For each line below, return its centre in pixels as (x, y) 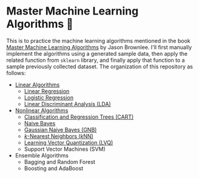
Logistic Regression (49, 97)
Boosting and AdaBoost (54, 168)
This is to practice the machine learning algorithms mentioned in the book (99, 41)
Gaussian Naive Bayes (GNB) (60, 130)
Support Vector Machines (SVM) (65, 149)
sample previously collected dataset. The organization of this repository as (99, 66)
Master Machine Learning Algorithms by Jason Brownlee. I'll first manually (99, 47)
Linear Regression (47, 91)
